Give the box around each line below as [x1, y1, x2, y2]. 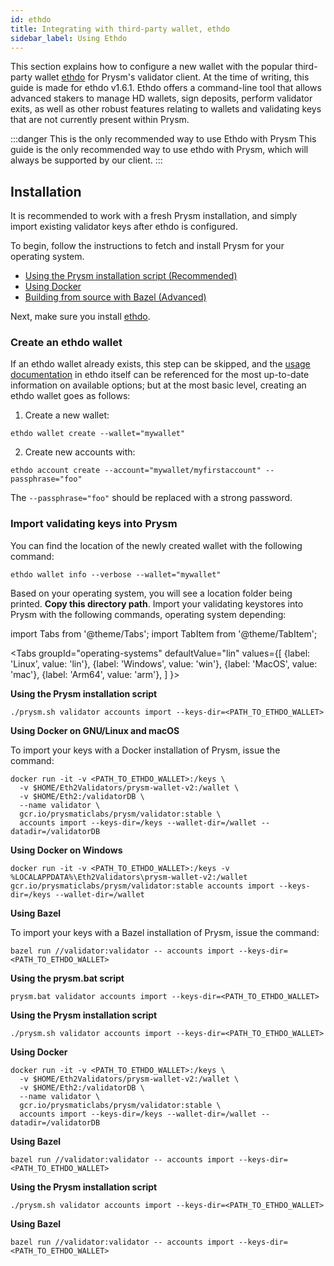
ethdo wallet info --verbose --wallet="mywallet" [10, 569, 222, 580]
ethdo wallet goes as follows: [10, 390, 131, 402]
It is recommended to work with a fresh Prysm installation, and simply [10, 210, 298, 222]
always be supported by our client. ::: [10, 154, 163, 166]
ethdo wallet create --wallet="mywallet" [10, 429, 186, 439]
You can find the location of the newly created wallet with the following [10, 539, 303, 551]
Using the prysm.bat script [10, 972, 125, 984]
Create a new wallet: [24, 409, 110, 421]
